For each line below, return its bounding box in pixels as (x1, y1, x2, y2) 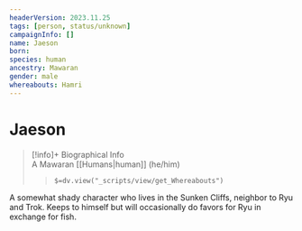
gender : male (9, 72, 59, 81)
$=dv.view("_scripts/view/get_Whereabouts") (53, 176, 224, 185)
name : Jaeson (9, 38, 59, 48)
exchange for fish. (9, 211, 77, 222)
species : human (9, 55, 67, 64)
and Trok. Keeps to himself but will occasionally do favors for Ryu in (9, 201, 261, 212)
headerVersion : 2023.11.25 (9, 13, 111, 23)
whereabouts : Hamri (9, 80, 83, 89)
